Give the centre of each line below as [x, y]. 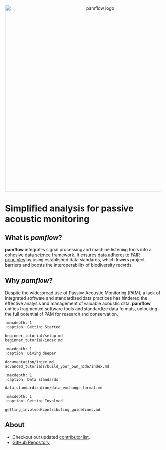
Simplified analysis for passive [70, 209]
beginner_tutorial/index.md [34, 340]
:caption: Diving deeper [31, 353]
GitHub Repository [31, 442]
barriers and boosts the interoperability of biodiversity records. [69, 265]
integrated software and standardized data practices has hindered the [76, 298]
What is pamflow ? [34, 237]
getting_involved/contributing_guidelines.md [53, 410]
